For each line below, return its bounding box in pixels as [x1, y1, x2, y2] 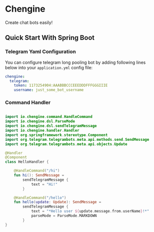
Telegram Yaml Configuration [5, 48, 77, 55]
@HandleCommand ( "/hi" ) [14, 168, 60, 174]
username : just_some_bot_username [14, 88, 84, 93]
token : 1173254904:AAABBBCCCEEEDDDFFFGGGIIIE [14, 83, 108, 88]
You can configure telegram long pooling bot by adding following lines [5, 59, 146, 65]
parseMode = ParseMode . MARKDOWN [31, 213, 97, 218]
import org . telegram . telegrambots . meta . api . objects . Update [5, 141, 128, 147]
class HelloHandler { [5, 159, 49, 164]
